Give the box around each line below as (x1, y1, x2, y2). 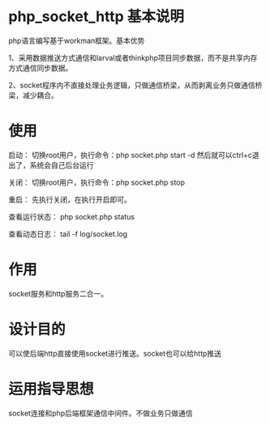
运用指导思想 (8, 380, 95, 398)
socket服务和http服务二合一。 (8, 288, 108, 298)
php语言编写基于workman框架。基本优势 (8, 36, 145, 45)
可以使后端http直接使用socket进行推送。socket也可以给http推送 (8, 348, 221, 358)
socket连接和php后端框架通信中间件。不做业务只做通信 (8, 408, 193, 418)
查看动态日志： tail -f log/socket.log (8, 228, 128, 239)
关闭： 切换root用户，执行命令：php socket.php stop (8, 177, 185, 187)
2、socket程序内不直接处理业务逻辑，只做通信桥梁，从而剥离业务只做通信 (8, 80, 255, 90)
